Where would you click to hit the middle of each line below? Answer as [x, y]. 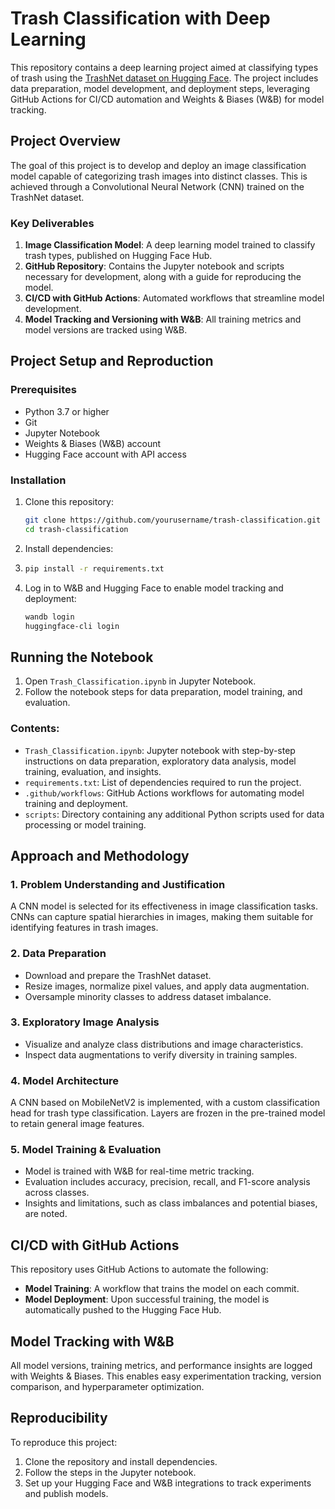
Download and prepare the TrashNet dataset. [118, 975]
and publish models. [66, 1493]
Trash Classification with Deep [140, 18]
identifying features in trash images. [84, 928]
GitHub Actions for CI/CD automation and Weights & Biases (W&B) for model [167, 99]
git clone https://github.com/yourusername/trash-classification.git [173, 520]
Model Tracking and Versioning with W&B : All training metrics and [163, 319]
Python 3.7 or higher [67, 411]
